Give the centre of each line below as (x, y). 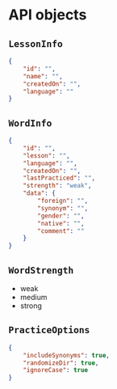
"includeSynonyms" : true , (67, 355)
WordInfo (30, 123)
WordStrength (41, 270)
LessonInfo (36, 44)
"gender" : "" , (61, 216)
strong (31, 306)
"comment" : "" (61, 231)
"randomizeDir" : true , (61, 363)
